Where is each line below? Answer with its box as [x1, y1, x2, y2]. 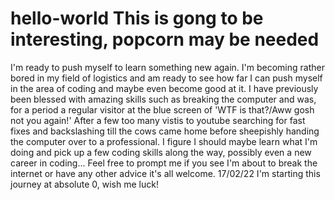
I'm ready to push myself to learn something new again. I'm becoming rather [10, 61, 325, 73]
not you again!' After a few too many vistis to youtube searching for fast [10, 114, 306, 126]
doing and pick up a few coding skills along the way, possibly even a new [10, 146, 312, 158]
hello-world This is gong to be [10, 7, 264, 30]
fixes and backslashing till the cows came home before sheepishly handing [10, 125, 320, 137]
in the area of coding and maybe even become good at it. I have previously [10, 82, 319, 94]
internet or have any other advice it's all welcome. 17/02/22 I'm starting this [10, 167, 321, 179]
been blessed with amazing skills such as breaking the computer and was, [10, 93, 317, 105]
